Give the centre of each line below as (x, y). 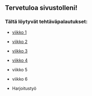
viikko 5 (20, 69)
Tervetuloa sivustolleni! (41, 8)
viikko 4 (20, 60)
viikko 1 (19, 32)
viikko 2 (20, 41)
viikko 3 (20, 51)
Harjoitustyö (24, 88)
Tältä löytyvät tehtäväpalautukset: (46, 22)
